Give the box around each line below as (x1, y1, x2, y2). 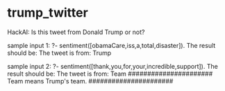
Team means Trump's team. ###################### (7, 76, 174, 85)
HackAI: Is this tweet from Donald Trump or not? (7, 28, 145, 36)
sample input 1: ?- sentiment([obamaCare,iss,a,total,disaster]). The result (7, 41, 216, 49)
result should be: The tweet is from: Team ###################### (7, 69, 213, 78)
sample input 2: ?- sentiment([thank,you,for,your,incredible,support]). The (7, 62, 219, 70)
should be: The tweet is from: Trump (7, 49, 112, 57)
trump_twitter (7, 5, 88, 21)
